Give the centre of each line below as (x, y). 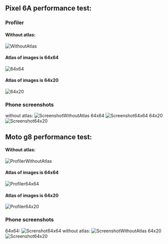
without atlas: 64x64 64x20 (84, 116)
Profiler (15, 23)
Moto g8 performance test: (49, 137)
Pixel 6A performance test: (48, 8)
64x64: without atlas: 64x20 (83, 231)
